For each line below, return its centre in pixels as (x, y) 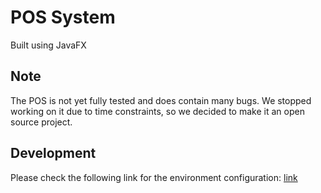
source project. (41, 122)
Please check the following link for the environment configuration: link (154, 177)
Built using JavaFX (48, 45)
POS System (63, 17)
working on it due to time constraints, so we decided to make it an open (157, 111)
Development (53, 153)
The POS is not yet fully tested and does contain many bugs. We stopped (161, 100)
